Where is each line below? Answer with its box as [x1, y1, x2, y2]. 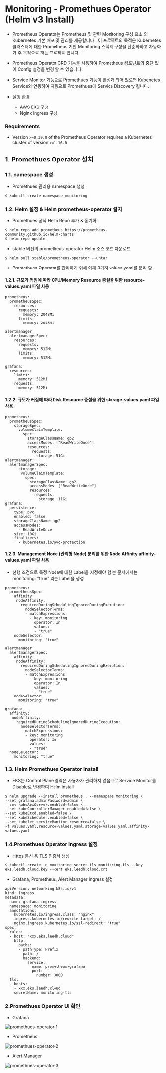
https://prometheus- [65, 228, 108, 233]
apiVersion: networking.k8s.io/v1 [5, 886, 77, 891]
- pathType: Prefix [18, 947, 58, 952]
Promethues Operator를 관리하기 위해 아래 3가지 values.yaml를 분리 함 [12, 265, 152, 271]
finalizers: [14, 536, 39, 540]
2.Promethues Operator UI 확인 [5, 1003, 81, 1010]
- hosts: [9, 982, 28, 987]
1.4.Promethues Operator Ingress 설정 [5, 841, 98, 848]
